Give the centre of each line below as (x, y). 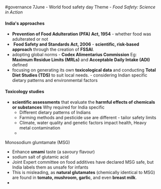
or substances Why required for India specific (58, 107)
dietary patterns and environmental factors (55, 80)
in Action (14, 12)
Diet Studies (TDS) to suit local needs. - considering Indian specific (80, 75)
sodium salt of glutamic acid (40, 157)
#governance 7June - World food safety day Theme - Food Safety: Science (80, 7)
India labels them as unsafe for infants (50, 167)
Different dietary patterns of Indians (55, 112)
